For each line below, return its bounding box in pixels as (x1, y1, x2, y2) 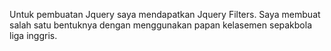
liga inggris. (9, 30, 58, 41)
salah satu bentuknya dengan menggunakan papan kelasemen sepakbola (9, 19, 313, 31)
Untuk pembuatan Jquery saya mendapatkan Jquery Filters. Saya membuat (9, 9, 321, 20)
